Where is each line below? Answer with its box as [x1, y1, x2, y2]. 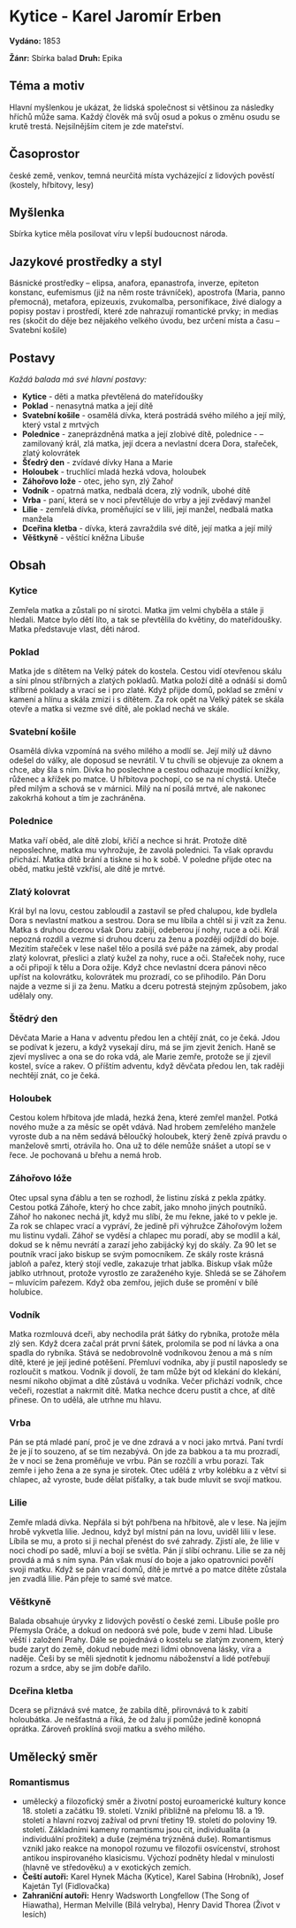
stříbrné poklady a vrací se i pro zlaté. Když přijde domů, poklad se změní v [9, 684, 284, 695]
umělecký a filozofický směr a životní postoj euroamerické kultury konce [21, 1796, 286, 1807]
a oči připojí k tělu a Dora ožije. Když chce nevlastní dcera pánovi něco [9, 961, 267, 972]
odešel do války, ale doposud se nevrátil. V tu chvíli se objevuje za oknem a [9, 755, 285, 766]
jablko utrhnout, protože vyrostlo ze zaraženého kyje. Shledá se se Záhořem [9, 1267, 287, 1278]
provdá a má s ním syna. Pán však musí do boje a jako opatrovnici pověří [9, 1554, 274, 1565]
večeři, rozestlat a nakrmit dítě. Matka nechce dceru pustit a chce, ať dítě [9, 1385, 276, 1396]
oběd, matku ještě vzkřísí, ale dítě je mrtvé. [9, 863, 166, 874]
